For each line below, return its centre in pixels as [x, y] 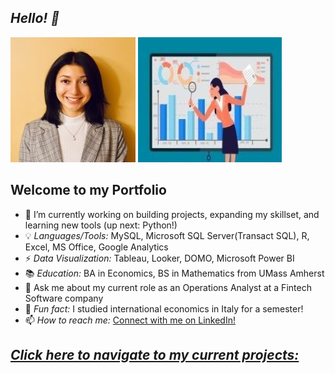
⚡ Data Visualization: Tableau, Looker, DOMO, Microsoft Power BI [159, 258]
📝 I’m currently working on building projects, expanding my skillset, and [172, 214]
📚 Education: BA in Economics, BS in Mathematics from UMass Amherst [174, 273]
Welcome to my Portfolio [88, 190]
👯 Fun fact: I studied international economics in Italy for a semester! [164, 308]
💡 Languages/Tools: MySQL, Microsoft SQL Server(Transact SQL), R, [167, 235]
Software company [64, 298]
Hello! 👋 [35, 18]
